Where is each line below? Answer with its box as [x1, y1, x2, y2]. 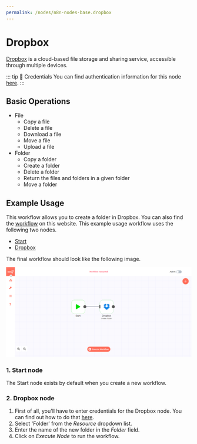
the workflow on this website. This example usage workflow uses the [6, 220, 173, 227]
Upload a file [23, 143, 55, 151]
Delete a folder [23, 168, 60, 175]
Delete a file [23, 125, 53, 132]
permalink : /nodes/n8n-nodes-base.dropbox [6, 9, 112, 15]
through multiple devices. [6, 61, 68, 68]
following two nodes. [6, 226, 57, 233]
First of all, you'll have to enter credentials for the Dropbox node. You [14, 407, 182, 414]
